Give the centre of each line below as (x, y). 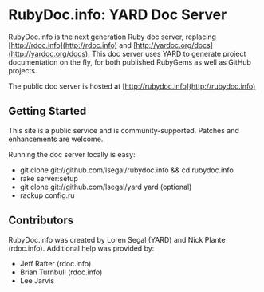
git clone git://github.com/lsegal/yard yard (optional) (106, 187)
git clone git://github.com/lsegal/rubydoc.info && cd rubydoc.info (126, 170)
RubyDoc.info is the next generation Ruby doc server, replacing (112, 37)
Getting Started (47, 111)
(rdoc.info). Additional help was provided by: (81, 248)
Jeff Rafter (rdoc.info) (55, 263)
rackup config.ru (47, 195)
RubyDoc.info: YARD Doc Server (118, 15)
